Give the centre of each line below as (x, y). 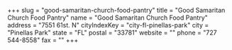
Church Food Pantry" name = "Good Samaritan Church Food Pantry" (107, 18)
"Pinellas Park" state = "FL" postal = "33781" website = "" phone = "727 (112, 32)
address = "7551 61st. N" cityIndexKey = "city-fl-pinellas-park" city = (108, 25)
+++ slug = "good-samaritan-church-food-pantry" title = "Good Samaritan (116, 10)
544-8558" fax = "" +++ (43, 40)
